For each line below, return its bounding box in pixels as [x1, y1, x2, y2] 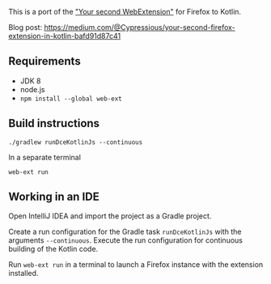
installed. [8, 269, 39, 278]
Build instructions [8, 117, 100, 130]
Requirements [8, 54, 81, 68]
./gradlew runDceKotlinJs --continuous [8, 138, 143, 146]
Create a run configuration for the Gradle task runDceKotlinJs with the [8, 227, 242, 237]
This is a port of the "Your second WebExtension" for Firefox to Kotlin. [8, 7, 241, 16]
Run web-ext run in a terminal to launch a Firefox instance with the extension [8, 260, 264, 269]
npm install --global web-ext [19, 95, 123, 103]
